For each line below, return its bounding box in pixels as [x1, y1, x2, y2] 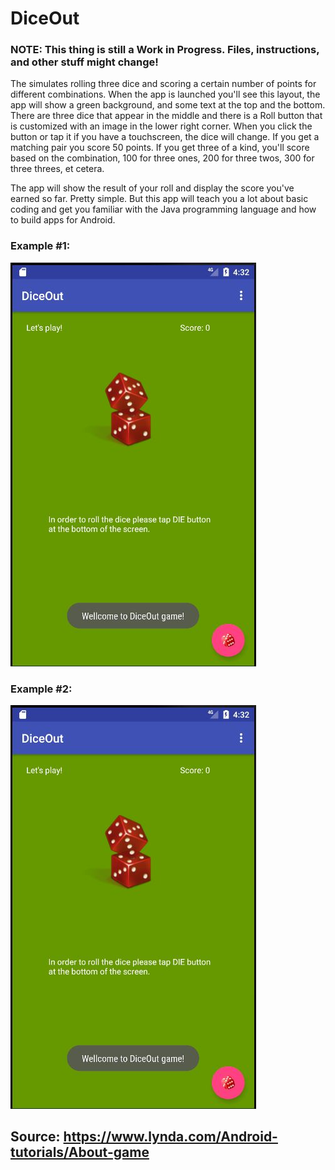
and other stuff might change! [10, 55, 159, 69]
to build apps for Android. [10, 214, 116, 226]
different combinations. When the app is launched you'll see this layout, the [10, 88, 321, 101]
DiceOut [10, 7, 80, 30]
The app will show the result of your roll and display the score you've [10, 182, 295, 194]
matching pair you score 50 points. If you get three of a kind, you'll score [10, 142, 310, 154]
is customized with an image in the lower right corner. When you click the [10, 120, 313, 132]
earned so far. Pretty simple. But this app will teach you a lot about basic [10, 193, 309, 205]
